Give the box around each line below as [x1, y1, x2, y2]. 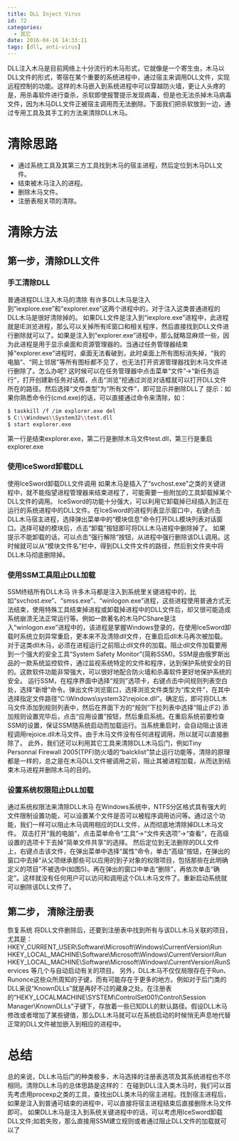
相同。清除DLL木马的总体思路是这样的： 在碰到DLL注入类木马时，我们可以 [7, 1081, 225, 1090]
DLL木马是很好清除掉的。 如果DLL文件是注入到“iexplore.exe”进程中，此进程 [7, 313, 229, 321]
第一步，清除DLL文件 [7, 254, 100, 267]
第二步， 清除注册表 [7, 905, 94, 917]
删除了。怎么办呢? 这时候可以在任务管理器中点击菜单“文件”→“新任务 [13, 366, 213, 375]
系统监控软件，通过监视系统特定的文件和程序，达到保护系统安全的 [31, 659, 225, 667]
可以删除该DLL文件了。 [7, 882, 75, 891]
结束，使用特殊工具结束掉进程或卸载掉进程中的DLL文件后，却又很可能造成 [13, 605, 231, 614]
